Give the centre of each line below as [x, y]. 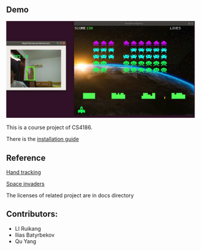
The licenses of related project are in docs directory [70, 195]
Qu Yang [25, 241]
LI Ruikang [28, 228]
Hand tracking [24, 172]
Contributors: [32, 214]
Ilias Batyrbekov [35, 235]
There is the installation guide [43, 139]
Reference [26, 158]
